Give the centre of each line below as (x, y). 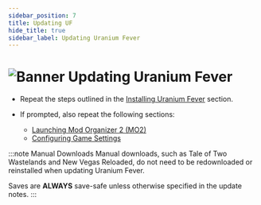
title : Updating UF (41, 23)
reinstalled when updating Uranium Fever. (76, 171)
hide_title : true (37, 30)
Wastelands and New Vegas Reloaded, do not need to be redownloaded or (130, 162)
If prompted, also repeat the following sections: (97, 114)
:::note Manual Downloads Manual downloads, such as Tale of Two (118, 154)
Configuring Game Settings (76, 138)
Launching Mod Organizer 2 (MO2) (89, 130)
